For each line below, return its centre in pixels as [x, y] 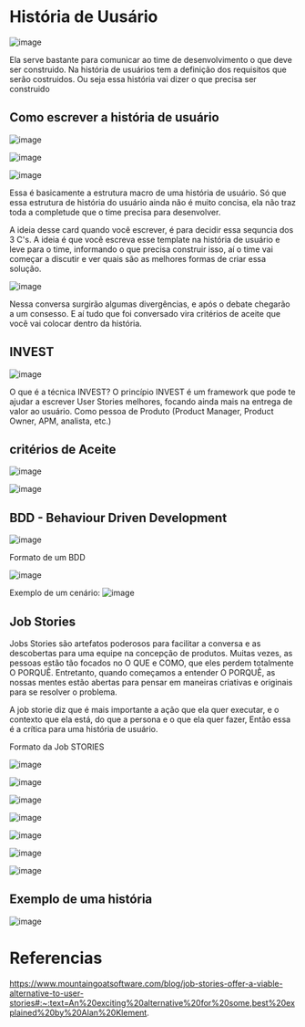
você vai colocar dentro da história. [76, 323]
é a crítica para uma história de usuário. [84, 729]
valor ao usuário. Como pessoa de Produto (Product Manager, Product [142, 411]
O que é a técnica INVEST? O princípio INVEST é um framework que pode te [152, 392]
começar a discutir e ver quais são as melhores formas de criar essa [138, 258]
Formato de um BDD [48, 558]
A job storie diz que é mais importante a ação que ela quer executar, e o [144, 710]
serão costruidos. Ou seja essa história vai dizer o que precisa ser [133, 79]
